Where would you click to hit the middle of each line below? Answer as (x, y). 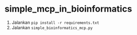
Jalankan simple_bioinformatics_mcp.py (52, 27)
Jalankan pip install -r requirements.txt (55, 22)
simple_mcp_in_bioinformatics (68, 9)
